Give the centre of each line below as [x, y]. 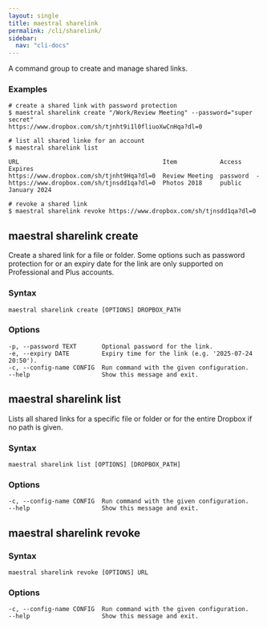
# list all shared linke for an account [77, 141]
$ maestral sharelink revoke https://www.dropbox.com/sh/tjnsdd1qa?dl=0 [132, 211]
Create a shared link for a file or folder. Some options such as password [127, 255]
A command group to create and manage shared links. [98, 68]
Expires [21, 169]
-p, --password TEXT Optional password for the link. [111, 346]
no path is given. [36, 427]
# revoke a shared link [48, 204]
